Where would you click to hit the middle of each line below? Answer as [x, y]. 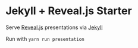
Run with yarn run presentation [45, 39]
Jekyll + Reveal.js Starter [69, 11]
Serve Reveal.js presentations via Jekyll [54, 27]
